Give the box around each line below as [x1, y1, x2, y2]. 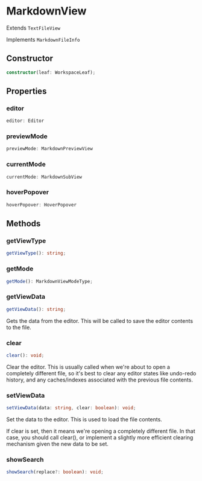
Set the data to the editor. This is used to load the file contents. [6, 415, 163, 423]
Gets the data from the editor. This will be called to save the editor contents [6, 317, 194, 324]
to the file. [6, 323, 31, 331]
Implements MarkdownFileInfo [6, 36, 80, 43]
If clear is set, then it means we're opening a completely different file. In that [6, 427, 196, 435]
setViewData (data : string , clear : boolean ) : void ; [6, 405, 136, 411]
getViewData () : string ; [6, 306, 66, 312]
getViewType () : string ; [6, 250, 66, 256]
